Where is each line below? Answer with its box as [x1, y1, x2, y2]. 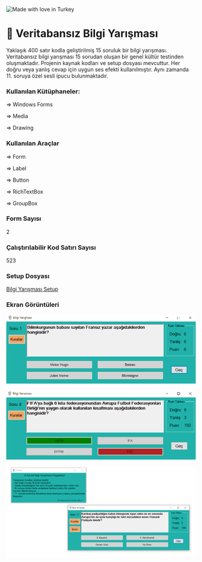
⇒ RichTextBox [6, 188, 44, 195]
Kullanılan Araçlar [6, 139, 60, 147]
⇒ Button [6, 176, 29, 184]
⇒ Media [6, 113, 28, 120]
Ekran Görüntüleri [6, 301, 60, 309]
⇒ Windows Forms [6, 101, 53, 108]
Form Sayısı [6, 214, 41, 223]
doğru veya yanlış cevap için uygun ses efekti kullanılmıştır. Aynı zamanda [6, 66, 189, 73]
